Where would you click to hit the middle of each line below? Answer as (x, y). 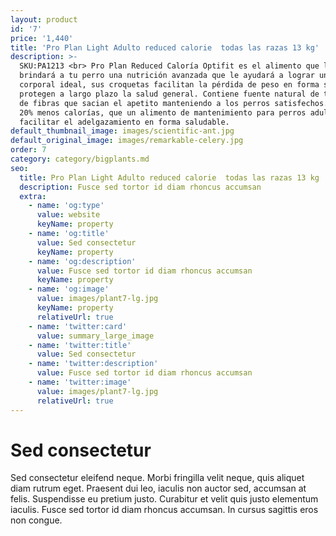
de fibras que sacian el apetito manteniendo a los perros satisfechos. (174, 103)
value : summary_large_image (95, 336)
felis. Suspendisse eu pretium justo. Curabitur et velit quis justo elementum (164, 499)
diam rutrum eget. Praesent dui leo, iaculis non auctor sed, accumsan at (158, 488)
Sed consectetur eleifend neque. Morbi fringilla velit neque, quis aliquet (157, 478)
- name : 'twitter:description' (93, 364)
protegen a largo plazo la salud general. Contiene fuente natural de (169, 94)
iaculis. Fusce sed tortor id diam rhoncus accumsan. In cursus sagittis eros (164, 510)
